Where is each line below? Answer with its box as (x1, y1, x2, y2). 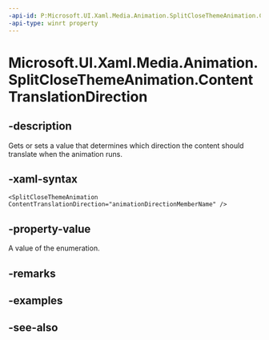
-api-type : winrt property (8, 19, 98, 27)
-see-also (8, 321, 58, 334)
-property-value (8, 222, 91, 236)
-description (8, 119, 72, 133)
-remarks (8, 266, 56, 280)
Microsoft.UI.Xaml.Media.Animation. (8, 54, 259, 72)
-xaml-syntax (8, 172, 78, 186)
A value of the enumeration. (8, 243, 100, 253)
